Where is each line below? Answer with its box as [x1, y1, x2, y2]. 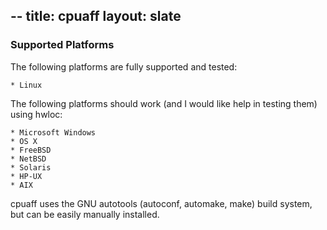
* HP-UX [10, 171, 43, 181]
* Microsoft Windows [10, 127, 97, 138]
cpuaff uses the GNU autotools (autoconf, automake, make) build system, [10, 197, 313, 209]
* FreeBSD [10, 145, 52, 155]
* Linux [10, 80, 43, 90]
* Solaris [10, 162, 52, 173]
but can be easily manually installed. [10, 208, 160, 220]
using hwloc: [10, 108, 63, 120]
